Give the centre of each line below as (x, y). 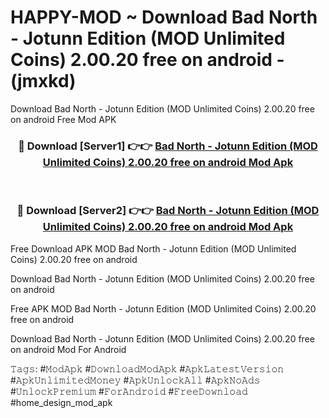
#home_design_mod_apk (61, 402)
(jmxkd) (43, 81)
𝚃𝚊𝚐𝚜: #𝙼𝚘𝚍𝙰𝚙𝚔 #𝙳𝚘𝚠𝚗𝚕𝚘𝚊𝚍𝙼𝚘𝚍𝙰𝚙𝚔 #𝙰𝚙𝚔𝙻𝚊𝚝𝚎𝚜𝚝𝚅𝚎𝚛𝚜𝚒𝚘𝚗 (147, 368)
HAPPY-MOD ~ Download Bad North (164, 17)
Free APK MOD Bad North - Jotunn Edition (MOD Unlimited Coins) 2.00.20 (163, 308)
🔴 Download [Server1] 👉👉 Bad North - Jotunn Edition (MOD (168, 146)
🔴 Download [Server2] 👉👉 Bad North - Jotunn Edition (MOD (168, 211)
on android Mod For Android (68, 349)
